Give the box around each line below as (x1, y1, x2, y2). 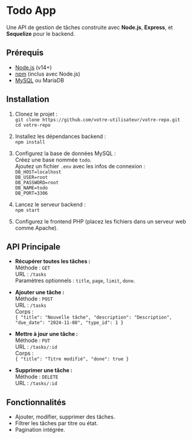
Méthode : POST (14, 295, 53, 303)
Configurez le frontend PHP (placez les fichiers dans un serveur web (14, 217, 186, 225)
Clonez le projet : (14, 110, 58, 117)
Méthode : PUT (14, 337, 50, 344)
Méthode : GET (14, 264, 50, 271)
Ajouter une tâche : (14, 289, 65, 296)
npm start (14, 207, 40, 213)
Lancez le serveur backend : (14, 200, 86, 208)
